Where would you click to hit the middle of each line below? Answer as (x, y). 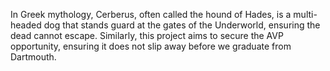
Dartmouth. (33, 57)
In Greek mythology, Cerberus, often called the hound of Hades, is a (151, 14)
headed (26, 25)
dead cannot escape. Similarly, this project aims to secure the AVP (147, 35)
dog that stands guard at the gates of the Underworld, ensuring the (182, 25)
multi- (305, 14)
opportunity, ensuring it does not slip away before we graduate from (151, 46)
